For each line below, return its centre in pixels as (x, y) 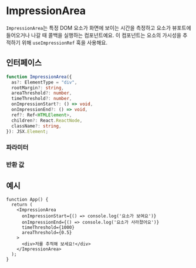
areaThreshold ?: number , (42, 93)
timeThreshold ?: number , (42, 99)
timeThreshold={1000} (48, 227)
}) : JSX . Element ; (27, 131)
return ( (22, 205)
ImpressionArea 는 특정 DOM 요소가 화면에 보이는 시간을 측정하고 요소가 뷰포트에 (99, 28)
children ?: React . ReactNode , (47, 120)
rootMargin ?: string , (38, 88)
